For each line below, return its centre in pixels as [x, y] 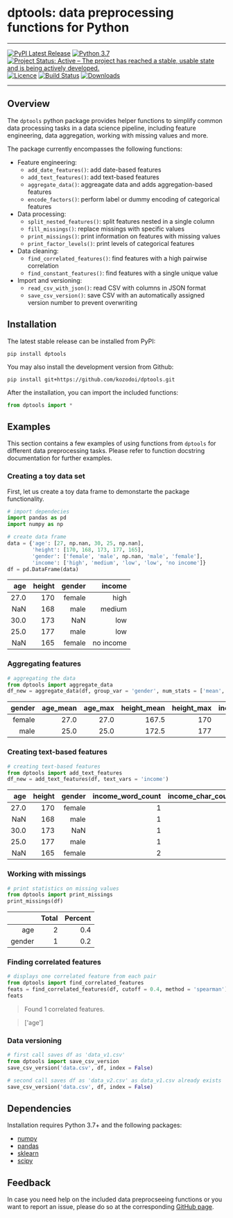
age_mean [59, 708]
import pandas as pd [37, 518]
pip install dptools [37, 354]
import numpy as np [35, 525]
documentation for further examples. [60, 458]
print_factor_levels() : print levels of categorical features [111, 243]
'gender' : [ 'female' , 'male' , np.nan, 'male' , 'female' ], [118, 556]
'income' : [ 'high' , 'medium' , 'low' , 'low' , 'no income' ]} [119, 563]
